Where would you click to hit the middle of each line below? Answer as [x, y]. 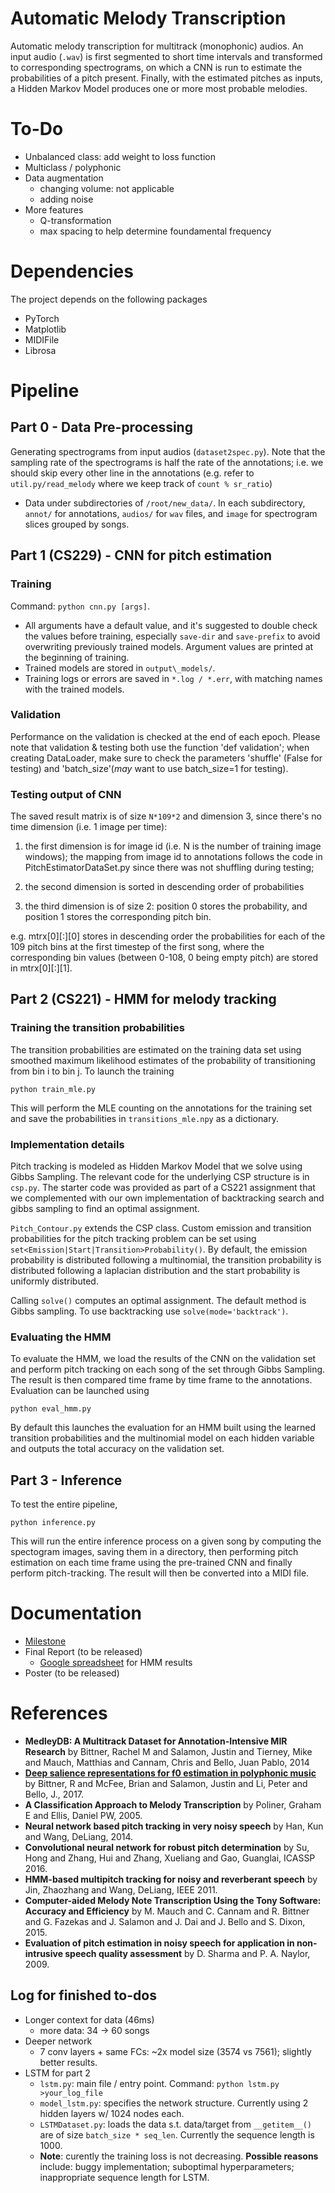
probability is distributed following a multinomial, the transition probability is [166, 1260]
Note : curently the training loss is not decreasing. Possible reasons [179, 2156]
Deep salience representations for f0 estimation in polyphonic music [170, 1773]
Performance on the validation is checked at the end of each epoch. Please [165, 736]
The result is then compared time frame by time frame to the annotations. [161, 1380]
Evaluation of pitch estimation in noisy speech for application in [159, 1943]
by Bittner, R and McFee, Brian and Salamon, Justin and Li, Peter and [166, 1784]
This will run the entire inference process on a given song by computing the [166, 1541]
